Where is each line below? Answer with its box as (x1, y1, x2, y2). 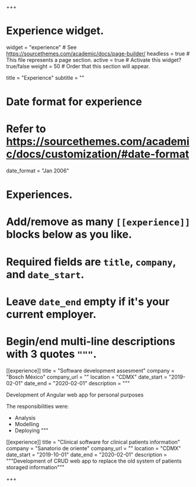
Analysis (14, 414, 36, 421)
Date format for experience (6, 95, 142, 109)
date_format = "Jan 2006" (6, 167, 69, 174)
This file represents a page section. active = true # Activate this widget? (6, 56, 182, 63)
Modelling (14, 420, 40, 428)
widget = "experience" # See (6, 43, 77, 51)
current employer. (6, 307, 97, 321)
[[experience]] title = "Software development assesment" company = (6, 367, 175, 374)
